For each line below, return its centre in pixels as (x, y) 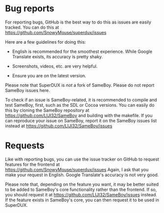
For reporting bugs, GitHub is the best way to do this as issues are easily (78, 22)
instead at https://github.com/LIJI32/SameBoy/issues (59, 126)
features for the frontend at (33, 164)
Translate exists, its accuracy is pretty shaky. (57, 56)
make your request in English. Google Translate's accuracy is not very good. (82, 175)
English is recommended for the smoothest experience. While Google (82, 51)
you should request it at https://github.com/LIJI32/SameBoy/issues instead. (81, 194)
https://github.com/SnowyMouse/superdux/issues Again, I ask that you (77, 169)
